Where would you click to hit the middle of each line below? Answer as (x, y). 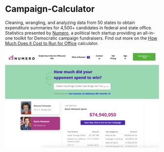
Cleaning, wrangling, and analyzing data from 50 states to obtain (70, 22)
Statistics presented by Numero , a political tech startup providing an (73, 33)
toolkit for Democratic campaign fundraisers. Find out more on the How (86, 38)
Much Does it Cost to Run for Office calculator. (52, 43)
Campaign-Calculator (50, 9)
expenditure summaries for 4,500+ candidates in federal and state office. (79, 27)
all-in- (149, 33)
